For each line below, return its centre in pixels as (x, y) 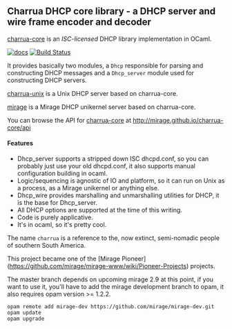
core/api (19, 128)
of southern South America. (47, 246)
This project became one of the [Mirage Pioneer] (77, 259)
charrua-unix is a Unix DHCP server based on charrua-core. (93, 93)
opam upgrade (26, 319)
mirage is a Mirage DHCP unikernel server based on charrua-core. (101, 107)
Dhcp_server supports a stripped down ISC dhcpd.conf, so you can (113, 159)
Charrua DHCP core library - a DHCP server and (112, 11)
